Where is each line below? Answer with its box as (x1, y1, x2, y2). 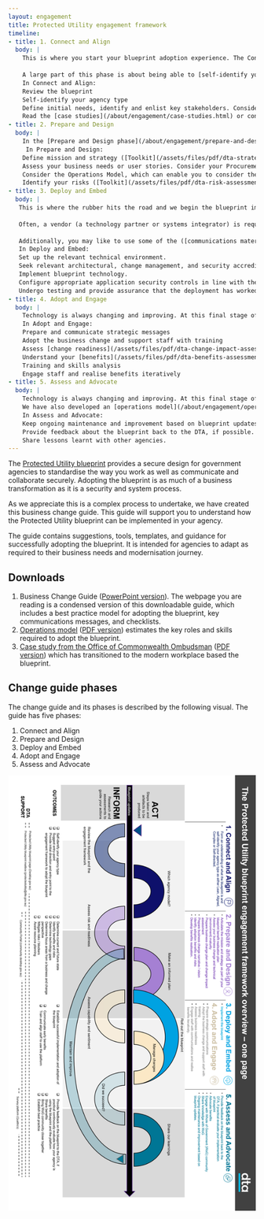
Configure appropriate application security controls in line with (18, 278, 244, 287)
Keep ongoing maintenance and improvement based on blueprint (22, 420, 230, 428)
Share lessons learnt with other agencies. (22, 436, 167, 444)
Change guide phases (8, 681, 118, 695)
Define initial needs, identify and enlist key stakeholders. (22, 104, 230, 112)
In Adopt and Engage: (22, 320, 93, 328)
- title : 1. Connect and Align (8, 38, 111, 46)
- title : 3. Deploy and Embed (8, 187, 108, 195)
